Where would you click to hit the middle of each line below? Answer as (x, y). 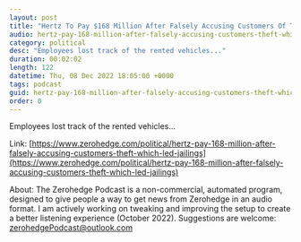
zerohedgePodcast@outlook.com (71, 228)
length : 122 (31, 68)
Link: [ (21, 143)
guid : (19, 92)
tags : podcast (36, 84)
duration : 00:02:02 (46, 59)
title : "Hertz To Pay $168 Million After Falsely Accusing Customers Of (148, 26)
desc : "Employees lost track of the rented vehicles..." (118, 51)
